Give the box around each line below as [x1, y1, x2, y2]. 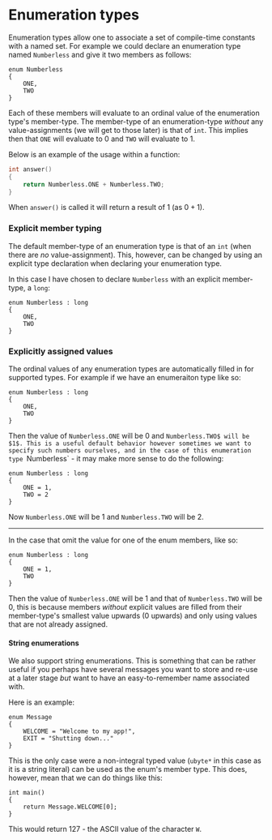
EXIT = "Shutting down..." [23, 735, 114, 743]
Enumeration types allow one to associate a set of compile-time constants [8, 32, 256, 42]
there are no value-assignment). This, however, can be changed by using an [8, 250, 263, 259]
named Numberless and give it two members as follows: [8, 49, 192, 59]
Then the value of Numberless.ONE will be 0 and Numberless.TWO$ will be [8, 431, 250, 441]
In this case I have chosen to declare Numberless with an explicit [8, 274, 221, 284]
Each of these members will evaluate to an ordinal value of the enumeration [8, 108, 261, 118]
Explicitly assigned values [8, 345, 113, 357]
